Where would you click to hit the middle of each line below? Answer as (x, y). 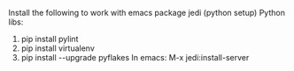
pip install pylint (50, 39)
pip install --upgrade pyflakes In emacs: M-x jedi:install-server (135, 57)
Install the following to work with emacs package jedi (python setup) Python (147, 13)
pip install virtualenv (58, 48)
